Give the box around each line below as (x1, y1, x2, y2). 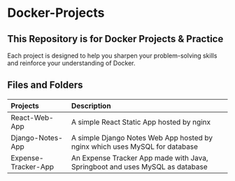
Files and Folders (7, 79, 83, 91)
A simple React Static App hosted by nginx (71, 117, 211, 127)
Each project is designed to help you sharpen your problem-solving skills (7, 51, 218, 60)
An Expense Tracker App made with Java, (71, 153, 208, 163)
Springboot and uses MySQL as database (71, 161, 208, 171)
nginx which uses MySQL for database (71, 142, 198, 152)
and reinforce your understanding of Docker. (7, 59, 136, 67)
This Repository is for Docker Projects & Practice (7, 33, 224, 45)
